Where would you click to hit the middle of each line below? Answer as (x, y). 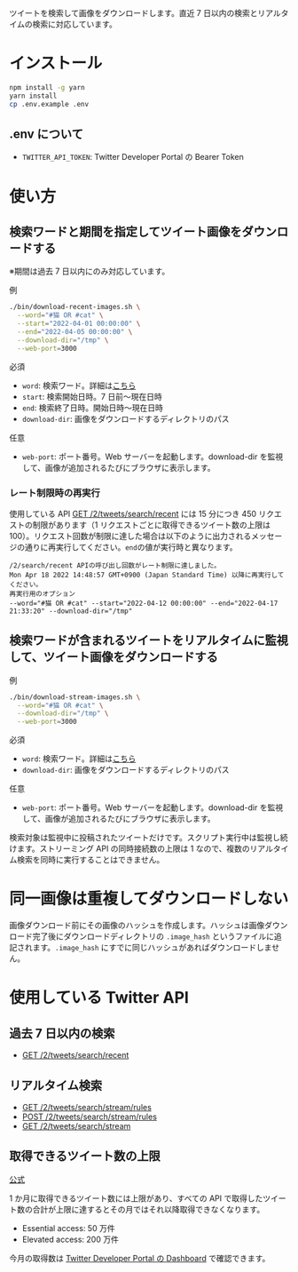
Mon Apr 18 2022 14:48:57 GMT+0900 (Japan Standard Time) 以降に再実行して (147, 575)
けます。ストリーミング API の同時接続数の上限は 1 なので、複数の (129, 849)
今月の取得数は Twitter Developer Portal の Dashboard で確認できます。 (140, 1258)
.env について (47, 134)
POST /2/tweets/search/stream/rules (90, 1117)
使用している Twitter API (99, 998)
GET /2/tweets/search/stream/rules (87, 1107)
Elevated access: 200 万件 (71, 1239)
